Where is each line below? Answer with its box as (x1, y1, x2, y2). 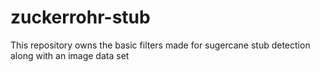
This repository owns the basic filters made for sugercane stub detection (10, 39, 311, 51)
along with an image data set (10, 49, 130, 61)
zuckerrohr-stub (10, 6, 151, 29)
